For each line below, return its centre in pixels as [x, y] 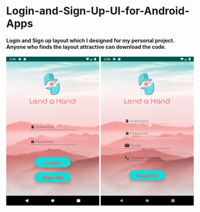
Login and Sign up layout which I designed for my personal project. [90, 40]
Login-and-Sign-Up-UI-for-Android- [98, 11]
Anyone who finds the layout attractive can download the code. [86, 46]
